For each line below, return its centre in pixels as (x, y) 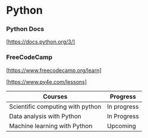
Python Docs (25, 29)
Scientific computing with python (55, 106)
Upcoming (122, 126)
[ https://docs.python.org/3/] (41, 42)
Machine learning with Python (51, 126)
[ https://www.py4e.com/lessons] (47, 81)
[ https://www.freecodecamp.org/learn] (54, 70)
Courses (55, 96)
